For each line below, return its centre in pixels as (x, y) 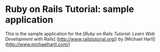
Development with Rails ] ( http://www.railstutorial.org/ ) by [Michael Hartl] (80, 39)
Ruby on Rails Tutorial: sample (70, 9)
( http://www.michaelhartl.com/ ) (38, 44)
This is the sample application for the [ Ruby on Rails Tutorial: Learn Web (80, 33)
